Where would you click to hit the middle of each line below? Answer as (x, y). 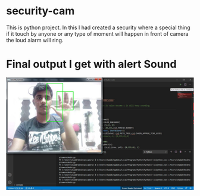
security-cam (40, 11)
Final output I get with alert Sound (91, 64)
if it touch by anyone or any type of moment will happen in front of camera (97, 33)
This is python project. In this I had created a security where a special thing (98, 27)
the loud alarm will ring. (35, 40)
